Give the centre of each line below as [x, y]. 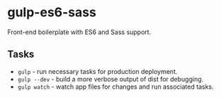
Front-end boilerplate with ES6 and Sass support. [79, 32]
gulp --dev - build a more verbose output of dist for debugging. [110, 79]
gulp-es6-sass [52, 12]
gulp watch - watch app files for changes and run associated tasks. [115, 87]
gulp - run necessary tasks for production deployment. [97, 71]
